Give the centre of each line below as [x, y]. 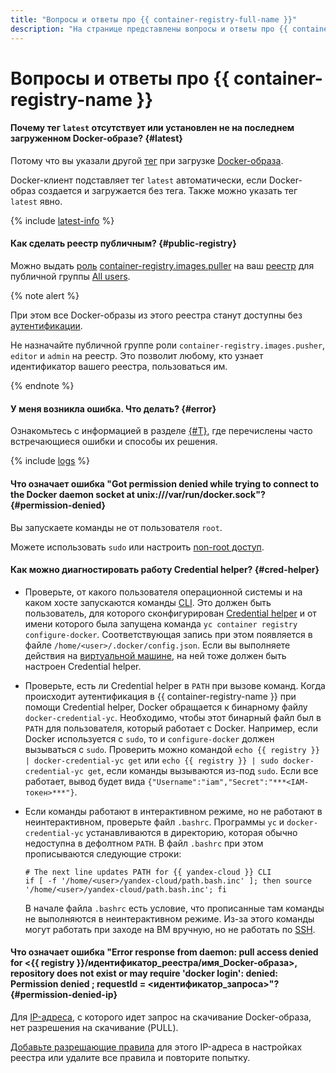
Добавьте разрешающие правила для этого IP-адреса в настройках [156, 1047]
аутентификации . [46, 326]
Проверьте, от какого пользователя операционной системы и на [163, 592]
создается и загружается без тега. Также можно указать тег [168, 190]
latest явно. [36, 201]
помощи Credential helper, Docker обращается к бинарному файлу [166, 707]
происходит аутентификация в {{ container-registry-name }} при [160, 696]
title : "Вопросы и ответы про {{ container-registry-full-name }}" [154, 19]
